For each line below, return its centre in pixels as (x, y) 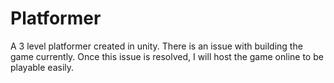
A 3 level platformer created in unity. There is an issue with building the (156, 46)
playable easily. (42, 67)
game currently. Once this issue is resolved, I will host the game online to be (167, 56)
